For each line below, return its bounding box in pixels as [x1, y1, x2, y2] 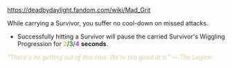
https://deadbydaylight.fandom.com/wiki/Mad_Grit [7, 6, 151, 14]
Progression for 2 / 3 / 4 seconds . [17, 40, 109, 47]
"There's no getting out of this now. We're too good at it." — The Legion [7, 53, 212, 61]
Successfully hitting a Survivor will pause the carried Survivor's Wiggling [17, 32, 225, 41]
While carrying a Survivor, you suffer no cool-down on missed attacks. [7, 19, 209, 27]
